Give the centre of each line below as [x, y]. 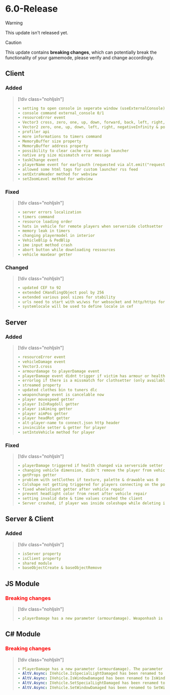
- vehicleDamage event [41, 362]
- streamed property [39, 385]
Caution [13, 42]
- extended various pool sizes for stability [66, 297]
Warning [14, 23]
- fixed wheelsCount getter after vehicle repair [71, 489]
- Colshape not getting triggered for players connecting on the [88, 484]
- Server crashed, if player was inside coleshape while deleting [89, 503]
